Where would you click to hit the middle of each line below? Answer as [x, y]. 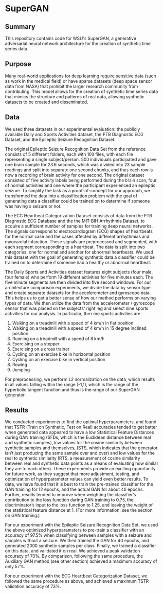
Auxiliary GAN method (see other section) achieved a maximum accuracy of [81, 561]
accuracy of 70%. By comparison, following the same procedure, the [74, 556]
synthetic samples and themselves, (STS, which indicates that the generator [81, 448]
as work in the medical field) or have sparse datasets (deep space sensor [79, 81]
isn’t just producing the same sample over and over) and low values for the [80, 453]
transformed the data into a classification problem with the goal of [71, 196]
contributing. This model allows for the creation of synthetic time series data [81, 91]
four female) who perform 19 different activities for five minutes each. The [79, 277]
